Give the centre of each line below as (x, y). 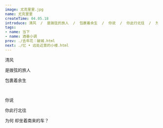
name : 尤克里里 (19, 14)
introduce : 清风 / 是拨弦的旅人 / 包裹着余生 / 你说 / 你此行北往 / (78, 23)
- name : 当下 (17, 32)
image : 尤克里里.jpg (24, 9)
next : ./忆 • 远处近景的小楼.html (37, 45)
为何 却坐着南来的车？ (27, 120)
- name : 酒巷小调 (21, 37)
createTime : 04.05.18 (27, 18)
